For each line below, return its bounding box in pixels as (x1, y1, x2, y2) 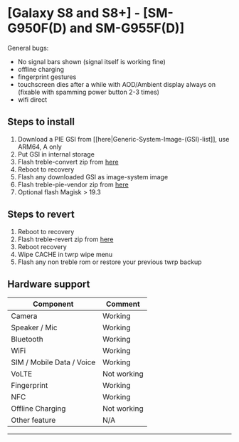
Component (33, 299, 74, 309)
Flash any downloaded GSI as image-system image (17, 172, 169, 181)
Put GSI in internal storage (17, 149, 95, 158)
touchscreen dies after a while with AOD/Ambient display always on (17, 80, 216, 88)
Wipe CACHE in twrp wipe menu (17, 250, 113, 258)
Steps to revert (7, 209, 75, 221)
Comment (105, 299, 140, 309)
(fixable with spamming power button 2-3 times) (17, 88, 160, 96)
